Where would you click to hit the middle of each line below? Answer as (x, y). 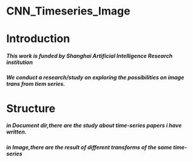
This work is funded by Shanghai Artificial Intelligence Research (90, 56)
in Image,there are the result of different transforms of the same (89, 147)
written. (17, 132)
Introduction (38, 39)
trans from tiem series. (36, 84)
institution (20, 62)
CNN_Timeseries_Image (68, 11)
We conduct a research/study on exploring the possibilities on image (95, 77)
